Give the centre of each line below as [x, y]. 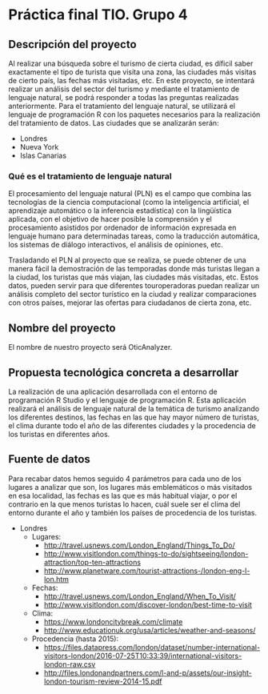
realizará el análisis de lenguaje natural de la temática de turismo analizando [134, 408]
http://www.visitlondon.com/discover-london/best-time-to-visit [148, 604]
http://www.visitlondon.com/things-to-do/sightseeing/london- [146, 553]
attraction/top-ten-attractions [92, 562]
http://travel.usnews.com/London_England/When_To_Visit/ [140, 596]
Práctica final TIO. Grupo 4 [98, 15]
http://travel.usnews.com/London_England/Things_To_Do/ [140, 545]
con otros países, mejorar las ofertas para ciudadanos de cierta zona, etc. [130, 303]
